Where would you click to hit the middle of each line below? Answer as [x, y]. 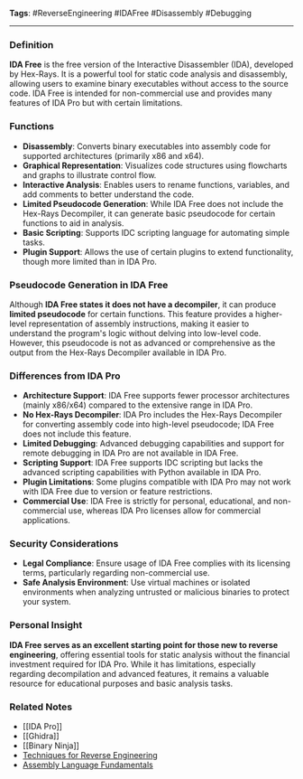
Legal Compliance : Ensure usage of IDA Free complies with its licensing [156, 563]
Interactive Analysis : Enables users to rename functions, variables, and [156, 184]
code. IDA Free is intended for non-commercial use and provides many [141, 93]
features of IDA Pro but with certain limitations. [96, 103]
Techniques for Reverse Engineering [90, 756]
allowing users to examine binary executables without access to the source [149, 84]
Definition [32, 44]
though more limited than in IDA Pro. [90, 261]
